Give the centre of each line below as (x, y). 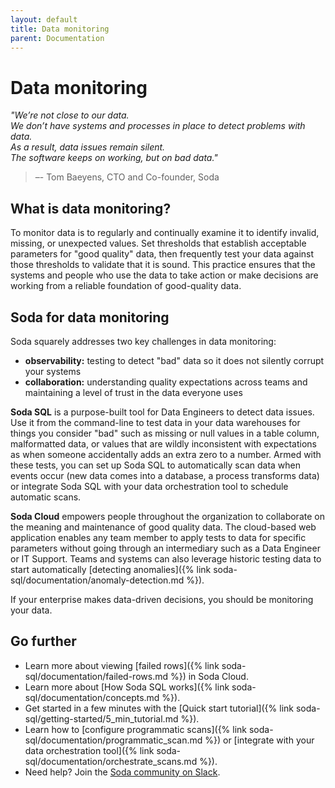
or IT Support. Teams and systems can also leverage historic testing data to (166, 558)
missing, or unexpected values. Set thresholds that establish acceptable (158, 243)
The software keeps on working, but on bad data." (114, 158)
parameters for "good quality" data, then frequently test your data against (162, 254)
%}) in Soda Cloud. (209, 676)
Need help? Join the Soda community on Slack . (122, 772)
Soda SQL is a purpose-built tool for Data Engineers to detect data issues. (162, 412)
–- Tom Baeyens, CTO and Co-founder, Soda (127, 177)
